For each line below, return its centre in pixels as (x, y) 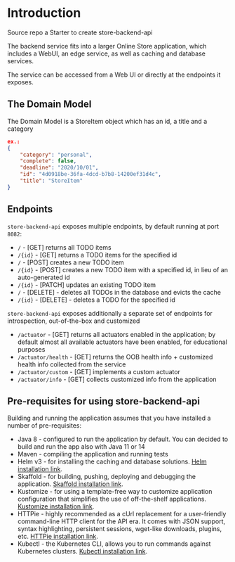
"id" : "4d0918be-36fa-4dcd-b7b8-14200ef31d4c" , (90, 174)
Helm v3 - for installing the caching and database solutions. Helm (112, 461)
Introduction (44, 13)
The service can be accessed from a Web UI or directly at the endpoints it (114, 75)
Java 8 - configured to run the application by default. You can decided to (123, 439)
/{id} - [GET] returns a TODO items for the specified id (97, 255)
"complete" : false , (48, 161)
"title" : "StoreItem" (51, 181)
